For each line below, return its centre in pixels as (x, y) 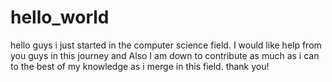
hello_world (60, 17)
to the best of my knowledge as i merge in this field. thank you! (140, 66)
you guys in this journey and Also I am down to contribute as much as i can (165, 55)
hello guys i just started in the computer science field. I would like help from (166, 45)
